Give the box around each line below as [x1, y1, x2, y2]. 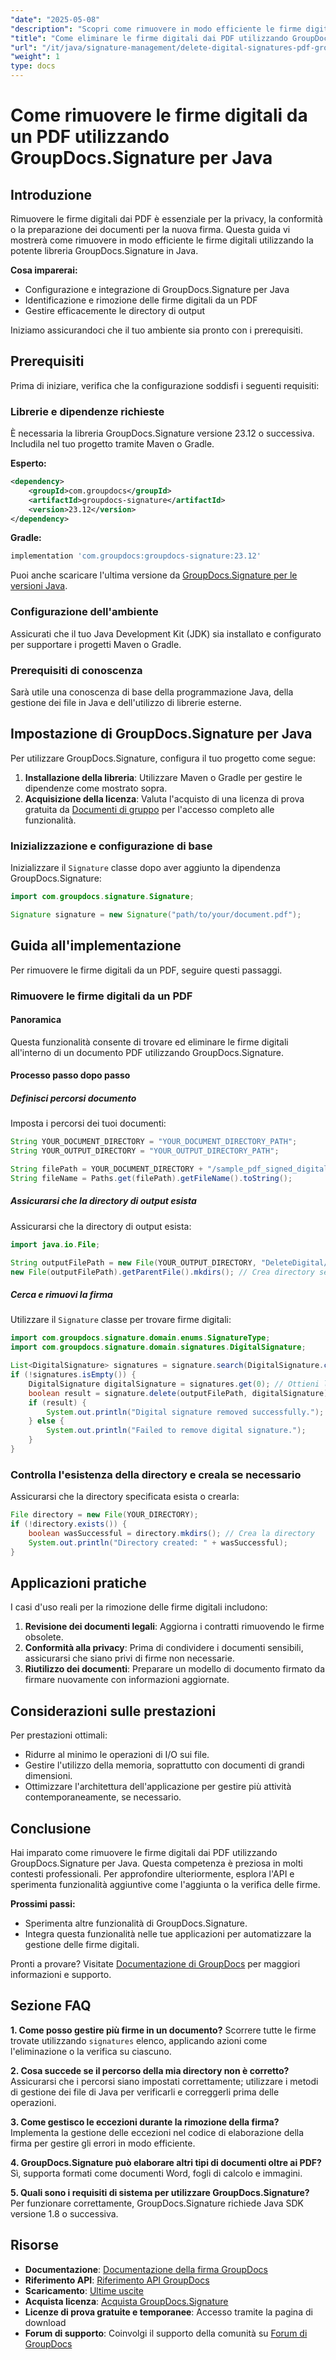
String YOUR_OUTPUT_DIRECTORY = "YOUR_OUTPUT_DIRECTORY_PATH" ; [10, 1146, 280, 1156]
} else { [28, 1416, 65, 1426]
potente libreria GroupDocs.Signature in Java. [10, 245, 199, 256]
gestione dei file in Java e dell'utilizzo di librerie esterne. [10, 696, 242, 708]
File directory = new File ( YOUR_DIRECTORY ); [10, 1510, 199, 1520]
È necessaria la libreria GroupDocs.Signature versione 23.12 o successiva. [10, 427, 315, 440]
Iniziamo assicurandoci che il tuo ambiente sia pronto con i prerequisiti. [10, 324, 303, 336]
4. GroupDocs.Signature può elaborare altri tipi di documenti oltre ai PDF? [10, 2156, 322, 2168]
